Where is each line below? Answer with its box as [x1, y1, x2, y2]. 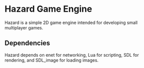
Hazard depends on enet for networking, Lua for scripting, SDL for [4, 52, 139, 58]
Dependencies [4, 39, 50, 47]
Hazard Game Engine [4, 3, 92, 15]
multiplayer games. [4, 24, 43, 30]
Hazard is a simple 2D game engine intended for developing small [4, 20, 138, 25]
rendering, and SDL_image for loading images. [4, 57, 99, 63]
